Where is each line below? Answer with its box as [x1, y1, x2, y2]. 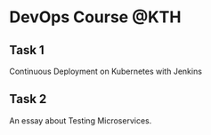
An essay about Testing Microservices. [9, 115, 152, 126]
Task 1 [9, 43, 45, 58]
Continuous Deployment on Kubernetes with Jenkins [9, 66, 203, 76]
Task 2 [9, 91, 47, 107]
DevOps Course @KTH [9, 7, 182, 28]
